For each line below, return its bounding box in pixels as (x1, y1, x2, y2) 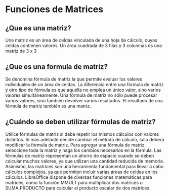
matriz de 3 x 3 (5, 48, 37, 54)
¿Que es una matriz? (5, 24, 72, 32)
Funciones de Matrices (5, 4, 104, 15)
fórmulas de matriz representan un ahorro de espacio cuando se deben (5, 152, 154, 159)
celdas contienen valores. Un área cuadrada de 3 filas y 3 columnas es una (5, 43, 162, 49)
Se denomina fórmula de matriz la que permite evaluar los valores (5, 76, 143, 82)
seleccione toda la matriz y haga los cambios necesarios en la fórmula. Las (5, 147, 162, 153)
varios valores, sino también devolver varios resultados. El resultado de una (5, 97, 163, 103)
